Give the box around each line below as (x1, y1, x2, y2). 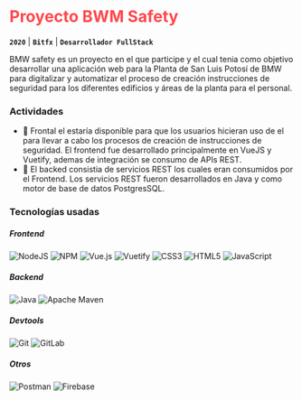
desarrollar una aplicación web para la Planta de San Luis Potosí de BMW (9, 63, 282, 74)
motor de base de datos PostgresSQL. (22, 183, 165, 194)
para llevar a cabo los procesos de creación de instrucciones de (22, 135, 262, 146)
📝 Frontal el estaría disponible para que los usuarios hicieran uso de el (22, 126, 285, 136)
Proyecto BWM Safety (9, 6, 179, 27)
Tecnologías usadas (9, 206, 99, 219)
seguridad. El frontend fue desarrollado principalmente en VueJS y (22, 144, 272, 155)
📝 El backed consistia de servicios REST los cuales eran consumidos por (22, 164, 294, 175)
